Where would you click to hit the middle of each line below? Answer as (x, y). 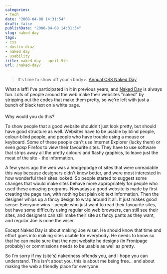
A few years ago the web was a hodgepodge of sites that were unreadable (82, 167)
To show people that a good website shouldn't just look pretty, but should (81, 126)
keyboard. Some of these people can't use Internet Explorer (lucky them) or (83, 142)
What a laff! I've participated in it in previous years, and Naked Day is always (84, 89)
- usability (17, 56)
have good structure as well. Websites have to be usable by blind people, (80, 131)
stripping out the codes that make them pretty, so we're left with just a (77, 100)
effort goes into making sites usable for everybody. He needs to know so (80, 235)
